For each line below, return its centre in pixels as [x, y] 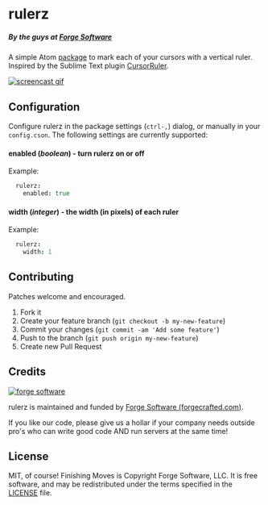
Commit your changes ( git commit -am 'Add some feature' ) [120, 329]
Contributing [41, 277]
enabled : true [46, 194]
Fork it [31, 312]
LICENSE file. [30, 493]
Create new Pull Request [61, 346]
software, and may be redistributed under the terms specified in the [121, 484]
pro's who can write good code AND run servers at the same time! [118, 431]
